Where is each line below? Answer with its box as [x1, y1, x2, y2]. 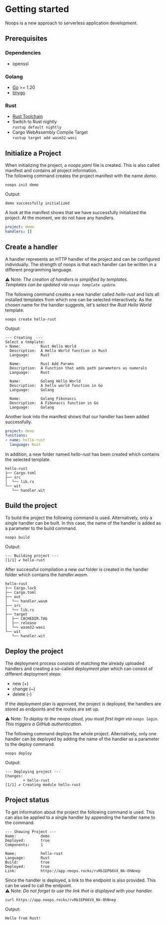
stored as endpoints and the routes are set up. [5, 706, 100, 712]
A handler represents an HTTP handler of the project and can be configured [5, 256, 160, 262]
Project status [5, 796, 50, 805]
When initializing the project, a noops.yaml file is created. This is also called [5, 162, 160, 168]
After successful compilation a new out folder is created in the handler [5, 566, 149, 572]
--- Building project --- [5, 553, 58, 558]
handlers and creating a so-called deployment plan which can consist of [5, 666, 153, 672]
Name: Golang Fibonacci [9, 396, 77, 401]
